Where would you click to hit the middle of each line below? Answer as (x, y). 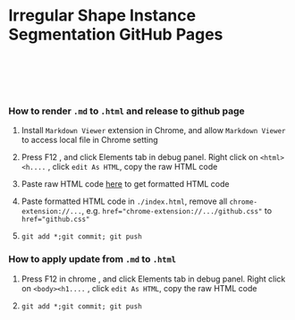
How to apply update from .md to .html (92, 259)
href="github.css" (55, 220)
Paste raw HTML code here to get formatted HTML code (125, 184)
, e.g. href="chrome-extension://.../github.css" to (177, 211)
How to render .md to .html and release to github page (126, 111)
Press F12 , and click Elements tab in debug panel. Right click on (139, 157)
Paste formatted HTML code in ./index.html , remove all (124, 201)
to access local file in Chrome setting (89, 140)
